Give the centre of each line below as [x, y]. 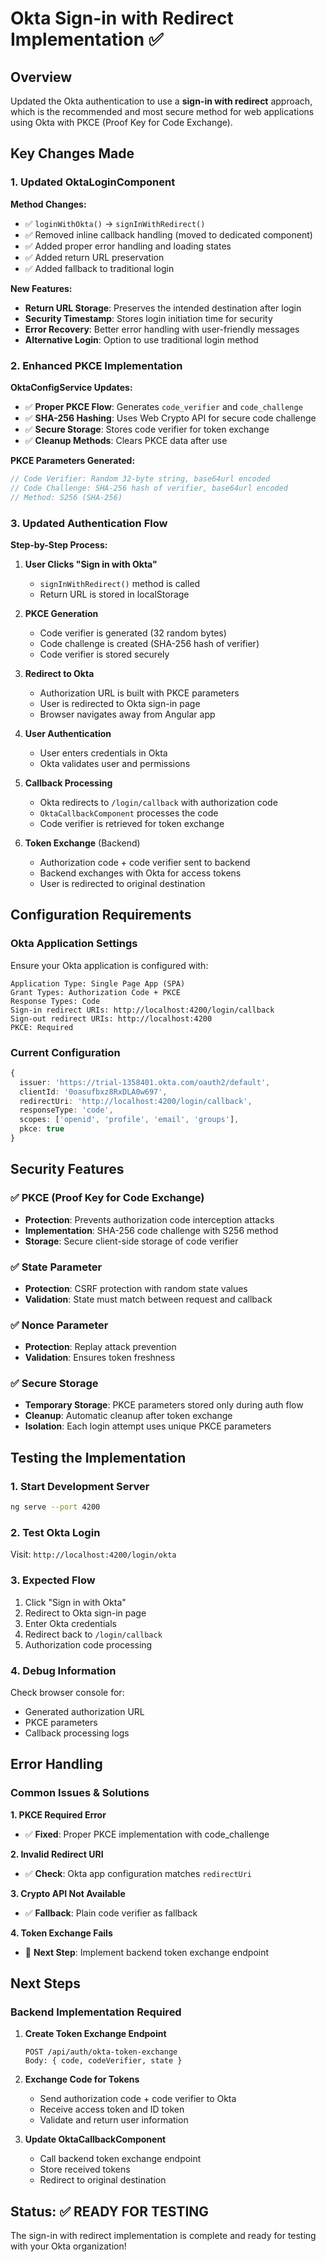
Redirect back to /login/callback [93, 1634]
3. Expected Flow [53, 1580]
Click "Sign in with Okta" [75, 1602]
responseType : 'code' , [66, 1110]
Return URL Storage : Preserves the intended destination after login [163, 308]
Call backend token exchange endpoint [120, 2159]
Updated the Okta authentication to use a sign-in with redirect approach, [161, 101]
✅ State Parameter [56, 1267]
